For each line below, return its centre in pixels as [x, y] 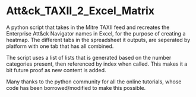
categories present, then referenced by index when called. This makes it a [97, 64]
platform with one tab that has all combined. [60, 46]
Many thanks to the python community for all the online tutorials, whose [94, 82]
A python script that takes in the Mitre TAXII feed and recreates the [88, 27]
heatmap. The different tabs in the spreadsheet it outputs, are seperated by [98, 40]
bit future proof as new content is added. [56, 70]
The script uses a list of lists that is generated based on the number [89, 57]
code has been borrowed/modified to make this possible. [76, 88]
